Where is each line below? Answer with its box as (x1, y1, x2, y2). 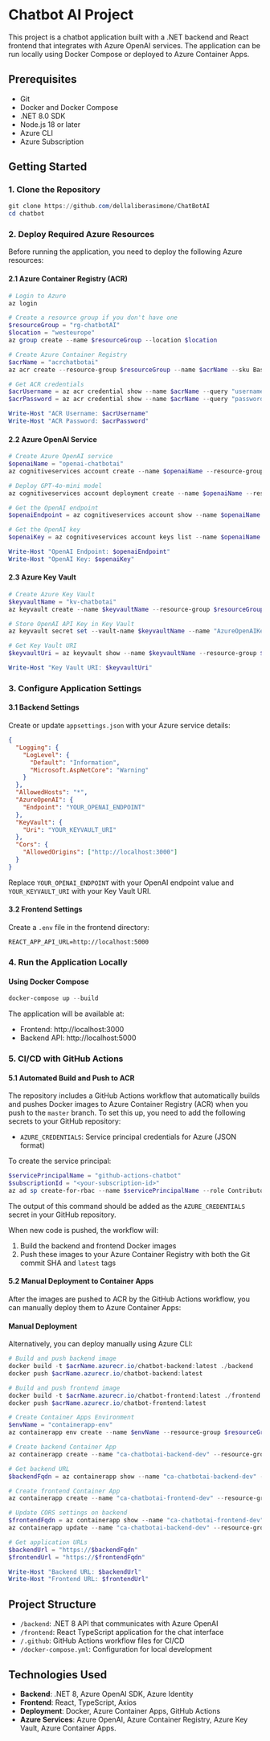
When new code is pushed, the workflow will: (8, 1225, 159, 1235)
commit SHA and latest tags (19, 1258, 117, 1268)
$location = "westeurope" (8, 329, 95, 337)
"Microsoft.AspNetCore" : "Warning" (29, 766, 149, 774)
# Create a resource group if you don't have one (8, 313, 178, 322)
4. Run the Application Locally (8, 957, 129, 968)
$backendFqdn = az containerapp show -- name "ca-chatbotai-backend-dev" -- (8, 1473, 268, 1481)
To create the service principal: (8, 1156, 112, 1166)
